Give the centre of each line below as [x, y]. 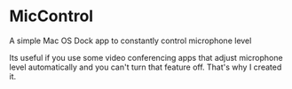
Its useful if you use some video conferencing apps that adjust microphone [146, 57]
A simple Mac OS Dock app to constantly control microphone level [130, 41]
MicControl [51, 16]
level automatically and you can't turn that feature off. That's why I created [146, 67]
